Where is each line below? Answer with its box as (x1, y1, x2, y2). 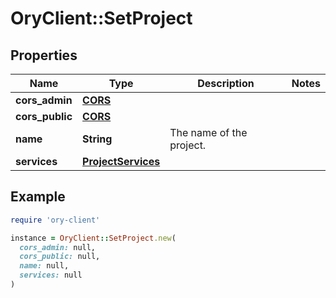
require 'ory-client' (10, 215, 101, 225)
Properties (10, 47, 78, 64)
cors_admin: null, (19, 242, 97, 252)
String (82, 132, 113, 146)
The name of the (169, 126, 248, 139)
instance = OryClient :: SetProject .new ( (10, 233, 177, 243)
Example (10, 188, 66, 206)
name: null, (19, 261, 70, 271)
